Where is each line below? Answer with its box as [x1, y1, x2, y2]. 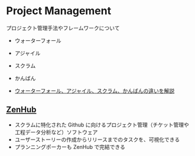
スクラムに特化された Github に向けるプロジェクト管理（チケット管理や [14, 121, 189, 128]
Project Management [6, 4, 111, 18]
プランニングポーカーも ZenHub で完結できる [14, 143, 125, 150]
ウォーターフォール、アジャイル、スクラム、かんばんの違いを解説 [14, 87, 175, 94]
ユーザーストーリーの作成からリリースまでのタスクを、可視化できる [14, 136, 180, 143]
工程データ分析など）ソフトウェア [14, 128, 98, 135]
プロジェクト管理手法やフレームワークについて [6, 24, 120, 31]
